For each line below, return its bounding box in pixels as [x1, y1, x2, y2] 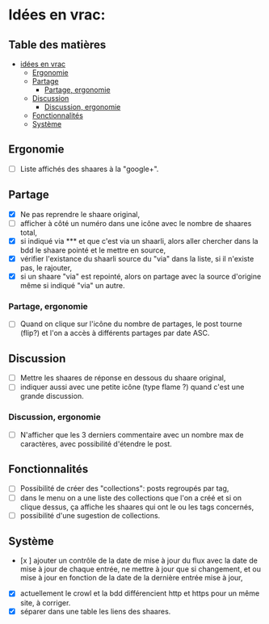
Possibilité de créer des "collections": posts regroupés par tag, [19, 484, 229, 493]
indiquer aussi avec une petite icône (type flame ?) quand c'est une [19, 382, 245, 392]
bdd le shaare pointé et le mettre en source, [19, 245, 166, 255]
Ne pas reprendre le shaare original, [19, 209, 141, 219]
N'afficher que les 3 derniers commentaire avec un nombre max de [19, 429, 244, 439]
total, [19, 228, 38, 237]
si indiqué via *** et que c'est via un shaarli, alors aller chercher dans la [19, 236, 258, 245]
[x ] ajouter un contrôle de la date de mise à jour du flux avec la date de [19, 555, 258, 566]
